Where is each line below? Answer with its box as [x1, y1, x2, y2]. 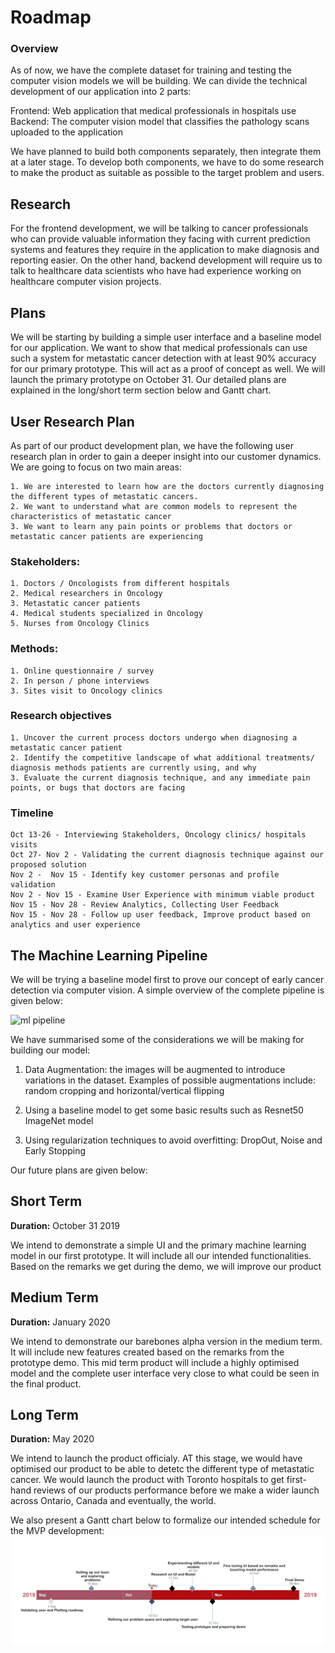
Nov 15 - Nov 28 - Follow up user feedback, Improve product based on [10, 910, 311, 920]
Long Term [10, 1406, 79, 1423]
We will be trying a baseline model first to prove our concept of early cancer [10, 973, 325, 985]
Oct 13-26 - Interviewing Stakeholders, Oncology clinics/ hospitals [10, 830, 307, 840]
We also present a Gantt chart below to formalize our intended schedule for [10, 1514, 321, 1526]
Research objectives [10, 709, 112, 723]
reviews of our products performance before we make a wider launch [33, 1484, 320, 1496]
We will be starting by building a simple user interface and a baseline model [10, 331, 322, 343]
